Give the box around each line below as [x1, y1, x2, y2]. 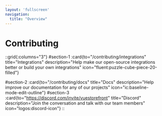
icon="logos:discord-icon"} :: [5, 106, 65, 112]
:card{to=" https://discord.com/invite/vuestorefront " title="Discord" [5, 95, 142, 101]
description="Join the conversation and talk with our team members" [5, 100, 145, 106]
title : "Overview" [9, 16, 48, 21]
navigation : [5, 12, 30, 17]
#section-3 [46, 90, 70, 96]
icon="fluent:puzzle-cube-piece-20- [82, 65, 158, 71]
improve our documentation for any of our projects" [5, 84, 110, 90]
